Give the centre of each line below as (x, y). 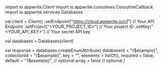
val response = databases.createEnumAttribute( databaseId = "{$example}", (82, 50)
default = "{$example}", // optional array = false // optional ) (65, 61)
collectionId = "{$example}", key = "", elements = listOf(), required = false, (80, 55)
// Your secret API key (69, 32)
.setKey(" (144, 27)
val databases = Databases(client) (40, 41)
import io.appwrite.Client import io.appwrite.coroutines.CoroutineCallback (79, 7)
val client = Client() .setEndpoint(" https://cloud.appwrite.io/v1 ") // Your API (80, 21)
